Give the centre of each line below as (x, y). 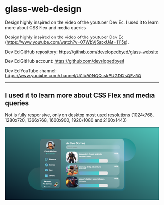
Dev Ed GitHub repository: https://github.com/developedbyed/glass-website (82, 52)
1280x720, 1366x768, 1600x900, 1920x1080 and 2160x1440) (66, 120)
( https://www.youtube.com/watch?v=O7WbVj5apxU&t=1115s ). (67, 42)
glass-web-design (43, 9)
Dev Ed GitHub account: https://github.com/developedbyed (65, 61)
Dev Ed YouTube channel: (31, 70)
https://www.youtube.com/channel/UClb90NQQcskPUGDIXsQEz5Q (73, 75)
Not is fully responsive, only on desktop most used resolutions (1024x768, (80, 115)
